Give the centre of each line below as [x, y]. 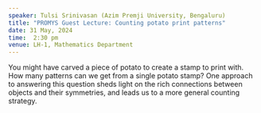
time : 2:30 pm [33, 38]
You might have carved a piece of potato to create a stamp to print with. [126, 67]
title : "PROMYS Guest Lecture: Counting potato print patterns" [117, 23]
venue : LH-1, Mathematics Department [71, 45]
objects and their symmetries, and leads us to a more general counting [124, 92]
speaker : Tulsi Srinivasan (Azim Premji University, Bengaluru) [117, 15]
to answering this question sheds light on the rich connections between [125, 85]
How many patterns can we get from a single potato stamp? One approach [130, 76]
